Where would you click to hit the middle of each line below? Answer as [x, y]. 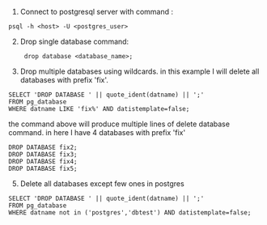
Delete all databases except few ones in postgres [102, 184]
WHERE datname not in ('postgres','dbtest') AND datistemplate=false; [130, 213]
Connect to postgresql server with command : [97, 12]
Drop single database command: [74, 41]
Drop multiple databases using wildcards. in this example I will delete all [140, 71]
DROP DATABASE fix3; [43, 155]
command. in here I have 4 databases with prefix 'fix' [97, 132]
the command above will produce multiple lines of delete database [119, 124]
